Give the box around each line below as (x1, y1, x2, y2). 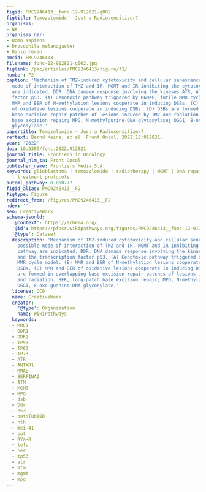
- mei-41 (12, 425, 34, 431)
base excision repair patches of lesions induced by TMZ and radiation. (12, 112, 202, 118)
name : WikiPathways (17, 311, 67, 317)
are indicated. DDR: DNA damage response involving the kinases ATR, (12, 89, 193, 95)
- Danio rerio (6, 49, 43, 55)
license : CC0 (12, 288, 45, 294)
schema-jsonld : (6, 214, 45, 221)
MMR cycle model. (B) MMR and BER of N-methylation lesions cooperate (17, 260, 202, 266)
